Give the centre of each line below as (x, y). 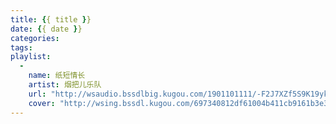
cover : (42, 103)
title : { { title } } (51, 19)
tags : (21, 47)
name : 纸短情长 (57, 76)
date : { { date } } (46, 29)
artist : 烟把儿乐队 (65, 85)
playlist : (31, 57)
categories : (35, 38)
